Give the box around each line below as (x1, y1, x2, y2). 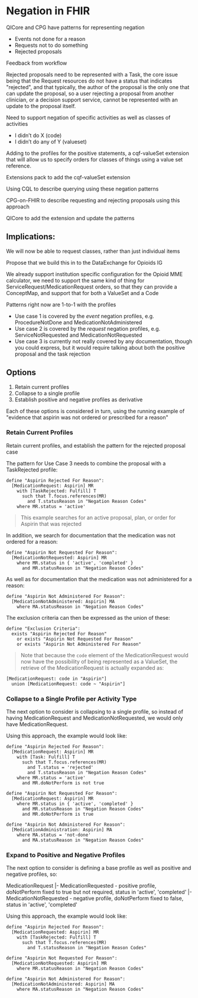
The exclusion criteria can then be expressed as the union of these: (6, 614, 170, 621)
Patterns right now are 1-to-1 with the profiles (6, 301, 116, 308)
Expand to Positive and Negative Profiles (6, 851, 125, 859)
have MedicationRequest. (6, 721, 69, 728)
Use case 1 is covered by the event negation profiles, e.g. (14, 312, 155, 319)
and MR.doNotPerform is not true (21, 780, 105, 786)
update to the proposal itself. (6, 102, 76, 109)
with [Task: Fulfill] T (17, 754, 76, 761)
